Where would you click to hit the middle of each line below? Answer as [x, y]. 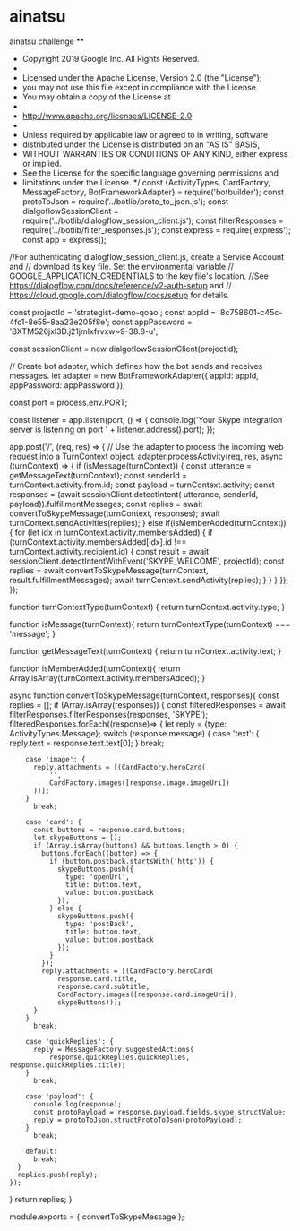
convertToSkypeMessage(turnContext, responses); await [115, 513]
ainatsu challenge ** [47, 41]
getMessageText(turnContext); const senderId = [99, 475]
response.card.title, [98, 978]
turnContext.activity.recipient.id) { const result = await [109, 551]
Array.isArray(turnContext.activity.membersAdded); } [107, 677]
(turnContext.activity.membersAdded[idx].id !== [98, 542]
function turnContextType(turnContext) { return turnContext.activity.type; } [147, 607]
